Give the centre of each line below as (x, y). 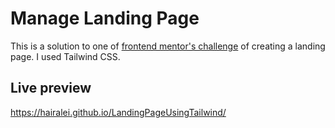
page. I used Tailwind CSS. (65, 56)
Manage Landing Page (105, 18)
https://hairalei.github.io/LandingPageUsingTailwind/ (118, 112)
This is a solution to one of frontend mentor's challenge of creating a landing (168, 46)
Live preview (51, 88)
